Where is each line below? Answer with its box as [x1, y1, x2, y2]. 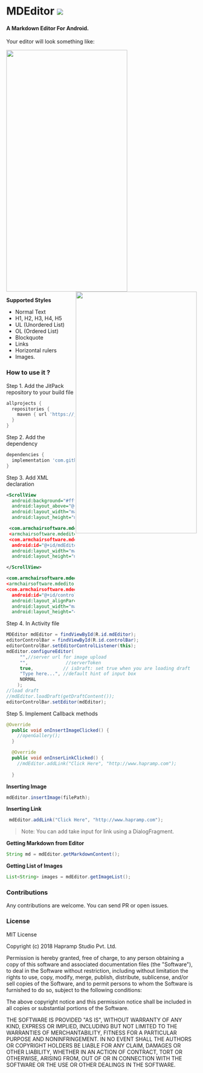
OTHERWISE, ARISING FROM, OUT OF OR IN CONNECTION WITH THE [6, 1054, 182, 1062]
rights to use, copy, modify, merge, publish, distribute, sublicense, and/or [6, 973, 188, 981]
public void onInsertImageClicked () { [11, 727, 110, 733]
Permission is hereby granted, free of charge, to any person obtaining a [6, 954, 184, 961]
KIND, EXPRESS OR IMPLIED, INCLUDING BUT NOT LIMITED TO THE [6, 1022, 178, 1029]
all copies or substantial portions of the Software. [6, 1004, 129, 1011]
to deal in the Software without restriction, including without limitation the [6, 967, 188, 974]
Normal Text [14, 308, 46, 315]
